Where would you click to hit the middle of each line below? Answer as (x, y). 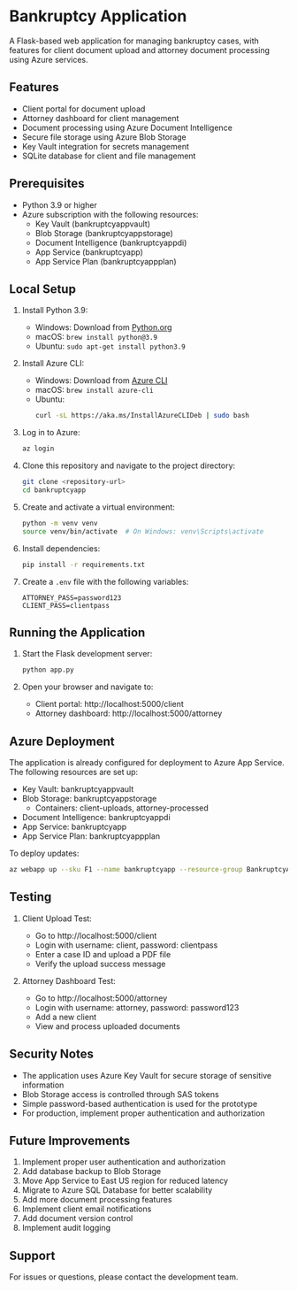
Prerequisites (47, 184)
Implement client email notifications (87, 1209)
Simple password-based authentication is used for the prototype (140, 1103)
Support (32, 1255)
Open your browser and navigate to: (88, 687)
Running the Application (77, 632)
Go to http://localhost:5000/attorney (101, 998)
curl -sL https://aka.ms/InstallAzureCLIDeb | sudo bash (142, 416)
